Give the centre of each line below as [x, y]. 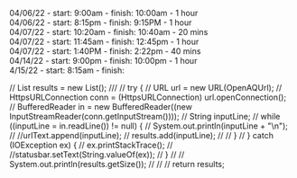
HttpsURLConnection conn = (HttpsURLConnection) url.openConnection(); [148, 97]
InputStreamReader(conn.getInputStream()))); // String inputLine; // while [145, 116]
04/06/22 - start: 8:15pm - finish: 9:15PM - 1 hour [101, 22]
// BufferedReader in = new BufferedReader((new [101, 107]
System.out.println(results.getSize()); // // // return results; [117, 164]
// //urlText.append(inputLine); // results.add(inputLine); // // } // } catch [141, 135]
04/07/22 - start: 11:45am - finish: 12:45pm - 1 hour [104, 41]
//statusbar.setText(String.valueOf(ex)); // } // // [97, 155]
